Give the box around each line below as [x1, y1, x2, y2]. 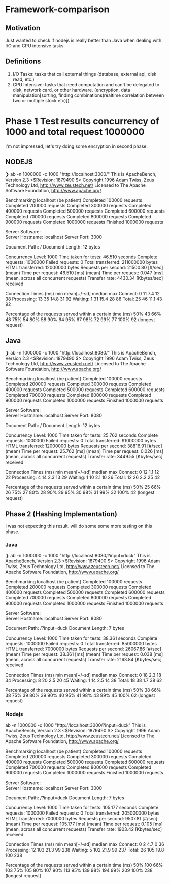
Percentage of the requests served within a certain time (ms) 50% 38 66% [5, 687, 161, 693]
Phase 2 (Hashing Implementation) [5, 510, 118, 518]
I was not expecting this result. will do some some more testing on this [5, 523, 152, 529]
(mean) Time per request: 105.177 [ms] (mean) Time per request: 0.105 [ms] [5, 821, 163, 827]
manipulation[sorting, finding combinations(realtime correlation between [12, 92, 164, 98]
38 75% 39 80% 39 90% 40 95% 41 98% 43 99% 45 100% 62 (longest [5, 692, 155, 698]
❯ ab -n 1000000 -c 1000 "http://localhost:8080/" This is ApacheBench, [5, 350, 157, 356]
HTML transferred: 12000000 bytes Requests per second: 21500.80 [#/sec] [5, 264, 163, 270]
